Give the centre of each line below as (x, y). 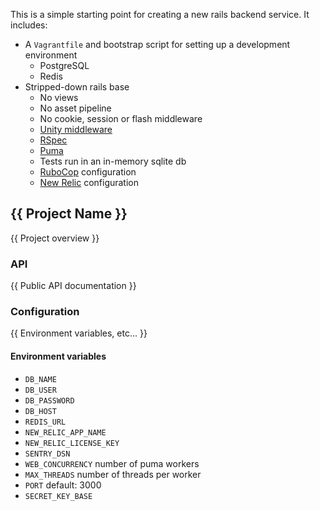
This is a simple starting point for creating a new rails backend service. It (160, 14)
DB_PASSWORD (49, 400)
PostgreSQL (64, 65)
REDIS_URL (45, 422)
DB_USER (40, 390)
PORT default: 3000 (63, 485)
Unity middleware (76, 129)
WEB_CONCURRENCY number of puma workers (112, 463)
